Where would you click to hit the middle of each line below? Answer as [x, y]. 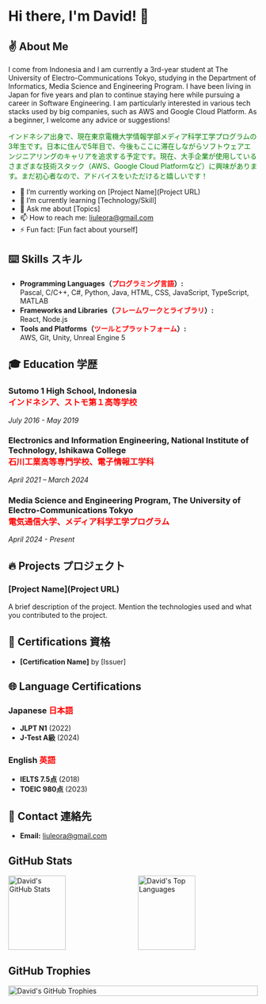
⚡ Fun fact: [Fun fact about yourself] [79, 230]
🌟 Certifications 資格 [59, 642]
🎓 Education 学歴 [53, 364]
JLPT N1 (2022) [45, 728]
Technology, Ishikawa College [67, 450]
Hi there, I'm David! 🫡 [79, 16]
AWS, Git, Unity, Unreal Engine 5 [72, 337]
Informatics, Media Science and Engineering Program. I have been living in [130, 86]
